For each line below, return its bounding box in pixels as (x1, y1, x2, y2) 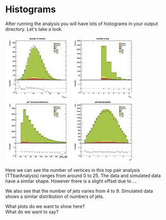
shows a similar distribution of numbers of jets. (5, 193, 105, 199)
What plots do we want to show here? (5, 204, 85, 210)
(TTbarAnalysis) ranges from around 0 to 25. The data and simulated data (5, 173, 161, 179)
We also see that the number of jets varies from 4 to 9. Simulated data (5, 188, 153, 194)
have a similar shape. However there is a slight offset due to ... (5, 178, 137, 184)
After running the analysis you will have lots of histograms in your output (5, 21, 158, 27)
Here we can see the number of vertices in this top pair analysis (5, 167, 140, 173)
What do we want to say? (5, 209, 59, 215)
